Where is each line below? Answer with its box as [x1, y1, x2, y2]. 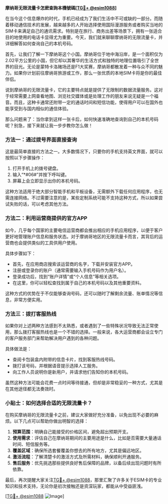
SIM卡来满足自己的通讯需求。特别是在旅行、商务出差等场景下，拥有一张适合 [5, 28, 162, 34]
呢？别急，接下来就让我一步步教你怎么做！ [5, 123, 93, 128]
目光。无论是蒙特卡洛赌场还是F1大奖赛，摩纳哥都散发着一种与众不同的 [13, 64, 158, 70]
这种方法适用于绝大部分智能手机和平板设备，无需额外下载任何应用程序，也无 [5, 189, 163, 195]
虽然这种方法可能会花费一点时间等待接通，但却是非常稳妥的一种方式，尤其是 [5, 379, 163, 385]
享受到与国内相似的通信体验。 [9, 106, 71, 112]
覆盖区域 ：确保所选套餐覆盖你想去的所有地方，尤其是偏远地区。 [12, 447, 144, 453]
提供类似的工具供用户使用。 [22, 240, 80, 246]
